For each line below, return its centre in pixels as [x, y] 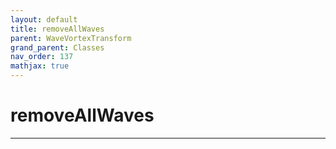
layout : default [44, 19]
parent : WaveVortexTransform [71, 38]
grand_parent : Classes [57, 47]
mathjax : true [40, 66]
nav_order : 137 [42, 57]
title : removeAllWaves [57, 29]
